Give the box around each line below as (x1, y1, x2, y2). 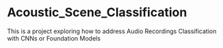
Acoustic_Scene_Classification (7, 5, 187, 20)
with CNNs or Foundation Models (7, 34, 101, 42)
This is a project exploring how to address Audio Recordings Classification (7, 27, 217, 35)
